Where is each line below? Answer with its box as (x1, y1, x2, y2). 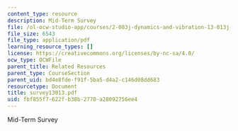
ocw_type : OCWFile (7, 57, 62, 64)
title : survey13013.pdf (7, 89, 78, 96)
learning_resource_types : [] (7, 43, 93, 50)
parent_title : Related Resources (7, 63, 106, 70)
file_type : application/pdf (7, 37, 91, 44)
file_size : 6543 (7, 30, 55, 38)
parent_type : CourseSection (7, 69, 91, 76)
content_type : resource (7, 10, 78, 18)
